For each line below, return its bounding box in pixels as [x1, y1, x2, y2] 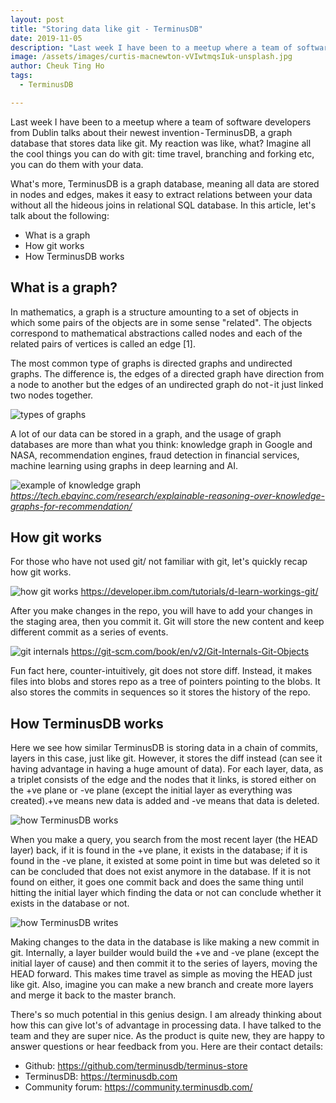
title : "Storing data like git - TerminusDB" [10, 24, 203, 34]
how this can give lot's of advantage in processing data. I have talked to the [10, 1019, 322, 1031]
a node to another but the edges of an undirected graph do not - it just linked [10, 378, 324, 390]
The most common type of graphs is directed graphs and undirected [10, 357, 293, 369]
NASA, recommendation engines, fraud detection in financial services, [10, 449, 300, 461]
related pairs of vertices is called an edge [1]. [10, 337, 196, 350]
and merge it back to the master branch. [10, 989, 177, 1001]
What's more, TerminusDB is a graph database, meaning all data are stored [10, 177, 320, 190]
